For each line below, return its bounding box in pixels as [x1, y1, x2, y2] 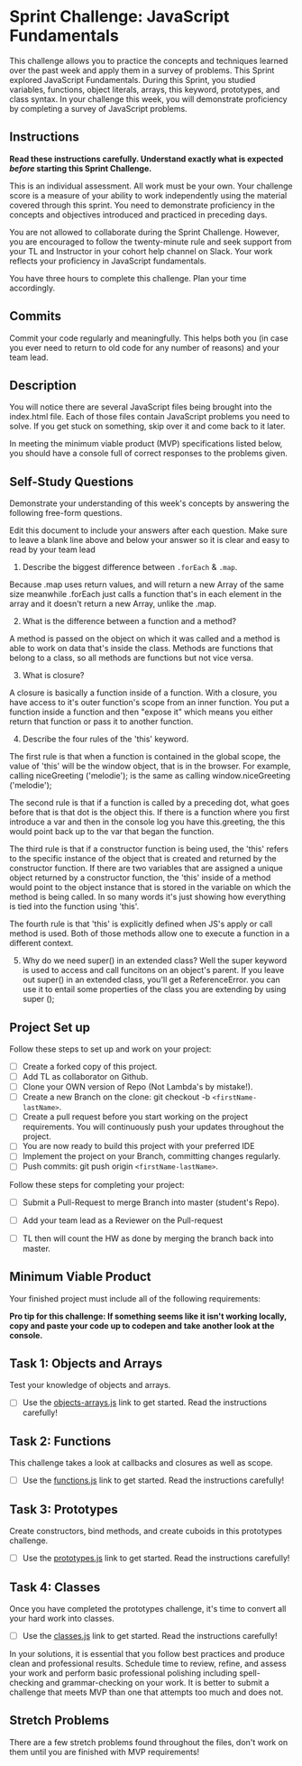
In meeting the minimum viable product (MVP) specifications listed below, [9, 438, 283, 449]
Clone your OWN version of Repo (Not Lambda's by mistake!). [22, 1081, 253, 1092]
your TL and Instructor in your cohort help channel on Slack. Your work [9, 245, 273, 256]
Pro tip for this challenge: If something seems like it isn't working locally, [9, 1311, 287, 1321]
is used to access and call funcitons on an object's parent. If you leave [22, 965, 285, 976]
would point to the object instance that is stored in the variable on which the [9, 882, 291, 893]
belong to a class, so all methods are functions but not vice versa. [9, 652, 254, 664]
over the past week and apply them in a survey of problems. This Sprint [9, 65, 275, 76]
